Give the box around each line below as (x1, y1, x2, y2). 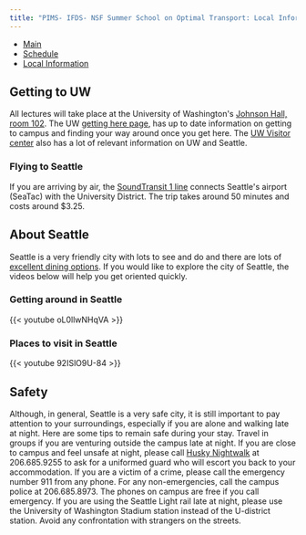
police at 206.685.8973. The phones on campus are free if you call (9, 486, 260, 497)
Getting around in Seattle (9, 293, 123, 306)
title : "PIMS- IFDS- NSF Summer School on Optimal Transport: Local (9, 13, 275, 23)
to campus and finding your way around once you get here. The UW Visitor (9, 128, 291, 139)
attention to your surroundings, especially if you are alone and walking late (9, 417, 290, 429)
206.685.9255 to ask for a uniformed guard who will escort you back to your (9, 456, 296, 467)
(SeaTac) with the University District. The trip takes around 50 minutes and (9, 191, 290, 202)
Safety (9, 384, 48, 400)
